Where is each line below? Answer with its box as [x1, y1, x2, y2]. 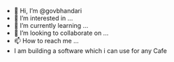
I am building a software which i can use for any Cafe [13, 47, 168, 55]
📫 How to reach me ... [13, 37, 79, 45]
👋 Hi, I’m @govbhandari [13, 7, 82, 15]
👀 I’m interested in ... [13, 14, 73, 22]
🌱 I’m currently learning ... [13, 22, 89, 29]
